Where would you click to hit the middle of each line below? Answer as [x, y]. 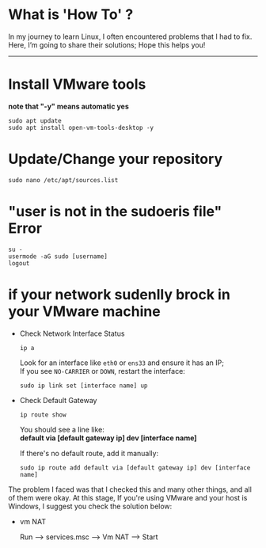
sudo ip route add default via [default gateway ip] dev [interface [135, 468]
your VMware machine [84, 311]
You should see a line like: [62, 429]
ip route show [43, 415]
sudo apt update [35, 120]
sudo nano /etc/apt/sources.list [63, 180]
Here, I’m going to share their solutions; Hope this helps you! [107, 44]
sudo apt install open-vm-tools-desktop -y [81, 127]
